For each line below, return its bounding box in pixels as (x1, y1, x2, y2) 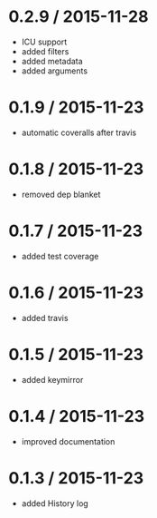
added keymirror (21, 374, 84, 385)
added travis (21, 312, 69, 323)
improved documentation (21, 435, 115, 446)
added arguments (21, 65, 88, 76)
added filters (21, 45, 69, 56)
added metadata (21, 55, 83, 66)
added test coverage (21, 250, 99, 261)
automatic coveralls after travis (21, 127, 137, 138)
